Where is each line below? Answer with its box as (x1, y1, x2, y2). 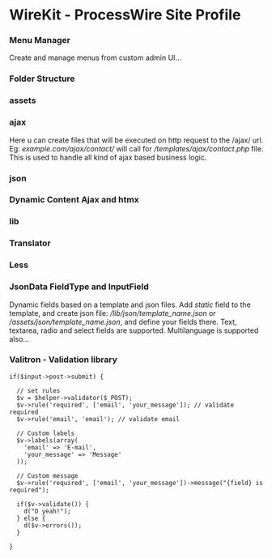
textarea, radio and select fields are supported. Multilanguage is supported (9, 326, 259, 335)
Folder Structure (9, 73, 75, 84)
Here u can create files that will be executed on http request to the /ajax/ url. (9, 135, 264, 145)
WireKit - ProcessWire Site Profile (9, 6, 241, 24)
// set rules (16, 386, 61, 394)
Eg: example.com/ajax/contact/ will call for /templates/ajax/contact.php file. (9, 143, 264, 153)
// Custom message (16, 471, 79, 479)
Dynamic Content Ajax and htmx (9, 194, 140, 206)
